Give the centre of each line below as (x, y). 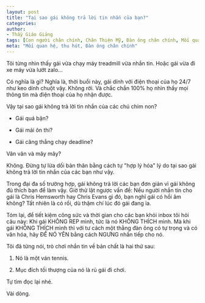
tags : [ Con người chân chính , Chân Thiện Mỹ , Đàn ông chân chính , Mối (98, 40)
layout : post (23, 12)
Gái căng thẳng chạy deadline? (54, 141)
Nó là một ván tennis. (42, 258)
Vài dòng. (18, 293)
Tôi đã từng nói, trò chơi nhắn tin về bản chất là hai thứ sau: (81, 246)
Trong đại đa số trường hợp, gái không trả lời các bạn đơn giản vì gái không (101, 184)
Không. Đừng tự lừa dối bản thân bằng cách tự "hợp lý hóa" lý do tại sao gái (101, 165)
